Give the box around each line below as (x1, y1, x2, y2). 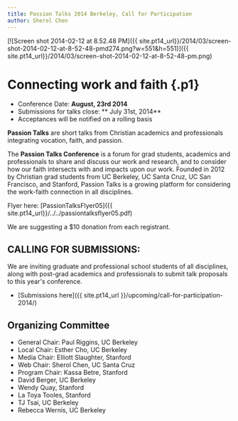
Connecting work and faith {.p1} (7, 76, 200, 92)
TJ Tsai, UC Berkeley (17, 398, 80, 407)
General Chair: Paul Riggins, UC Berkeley (17, 338, 139, 346)
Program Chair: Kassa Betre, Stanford (17, 368, 128, 377)
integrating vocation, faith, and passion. (7, 136, 124, 145)
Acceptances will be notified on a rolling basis (17, 115, 153, 124)
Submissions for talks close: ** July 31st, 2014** (17, 107, 161, 116)
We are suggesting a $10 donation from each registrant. (7, 223, 171, 231)
